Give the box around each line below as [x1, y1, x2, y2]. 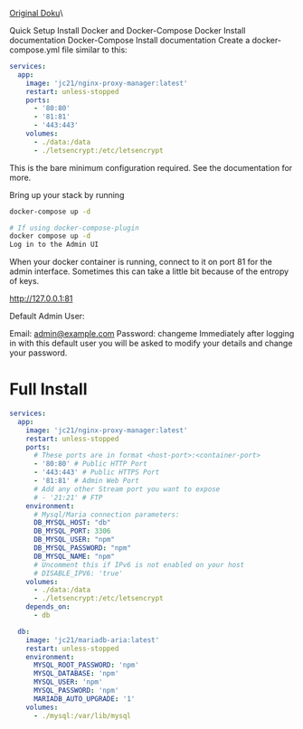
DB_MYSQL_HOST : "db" [33, 518, 111, 527]
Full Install [9, 379, 88, 400]
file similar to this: [62, 44, 128, 55]
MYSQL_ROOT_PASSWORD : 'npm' [33, 660, 140, 670]
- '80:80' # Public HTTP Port [33, 459, 147, 469]
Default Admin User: [9, 311, 85, 322]
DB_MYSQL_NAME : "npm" [33, 552, 116, 561]
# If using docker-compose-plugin [9, 223, 140, 232]
